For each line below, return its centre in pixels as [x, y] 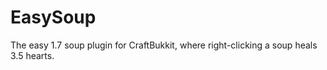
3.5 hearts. [32, 55]
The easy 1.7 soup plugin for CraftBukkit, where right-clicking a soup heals [164, 45]
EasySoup [53, 17]
